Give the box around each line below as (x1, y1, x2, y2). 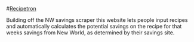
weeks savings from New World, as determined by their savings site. (6, 29, 175, 36)
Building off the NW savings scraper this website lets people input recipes (6, 17, 188, 23)
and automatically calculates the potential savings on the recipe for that (6, 23, 182, 30)
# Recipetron (6, 5, 37, 12)
